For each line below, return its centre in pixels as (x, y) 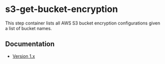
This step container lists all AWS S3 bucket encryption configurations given (83, 23)
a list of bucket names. (28, 28)
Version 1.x (23, 56)
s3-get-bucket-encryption (62, 9)
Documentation (30, 44)
